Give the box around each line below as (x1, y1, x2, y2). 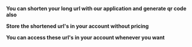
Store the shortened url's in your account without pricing (6, 23, 149, 29)
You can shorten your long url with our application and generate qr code (6, 5, 187, 12)
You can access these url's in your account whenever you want (6, 34, 165, 41)
